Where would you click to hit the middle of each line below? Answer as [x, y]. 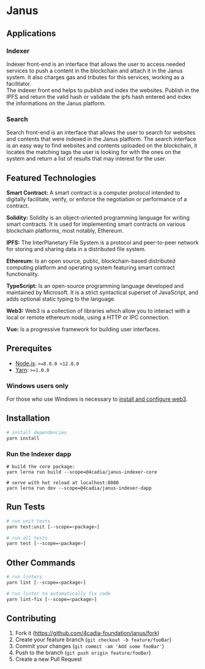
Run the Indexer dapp [39, 454]
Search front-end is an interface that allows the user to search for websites [101, 133]
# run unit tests [28, 521]
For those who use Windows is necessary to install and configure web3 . [97, 399]
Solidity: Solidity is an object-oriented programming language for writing [98, 217]
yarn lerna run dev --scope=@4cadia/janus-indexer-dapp [79, 488]
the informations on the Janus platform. [56, 103]
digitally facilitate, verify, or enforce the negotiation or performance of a [97, 199]
